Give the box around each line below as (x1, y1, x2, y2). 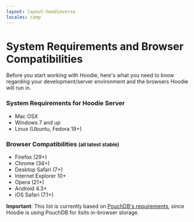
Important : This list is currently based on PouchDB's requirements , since (6, 202, 185, 210)
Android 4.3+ (14, 185, 47, 192)
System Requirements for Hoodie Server (6, 99, 125, 107)
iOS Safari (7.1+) (14, 191, 54, 198)
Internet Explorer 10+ (14, 172, 66, 179)
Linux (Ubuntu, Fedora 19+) (14, 125, 82, 132)
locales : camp (6, 14, 42, 20)
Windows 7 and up (14, 119, 61, 126)
